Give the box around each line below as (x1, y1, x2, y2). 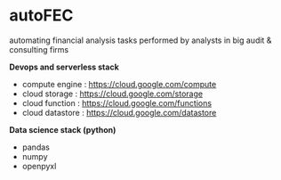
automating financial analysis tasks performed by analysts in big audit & (9, 35, 272, 45)
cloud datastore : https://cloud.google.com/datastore (21, 107, 217, 118)
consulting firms (9, 44, 69, 54)
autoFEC (9, 5, 74, 26)
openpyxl (21, 160, 57, 171)
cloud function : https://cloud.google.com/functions (21, 97, 212, 108)
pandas (21, 142, 51, 152)
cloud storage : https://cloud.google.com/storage (21, 88, 203, 99)
